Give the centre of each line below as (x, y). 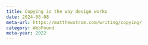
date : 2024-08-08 (28, 17)
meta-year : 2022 (26, 33)
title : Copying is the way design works (57, 11)
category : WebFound (30, 28)
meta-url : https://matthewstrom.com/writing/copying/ (74, 22)
